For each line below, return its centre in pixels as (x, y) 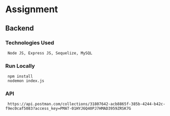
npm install (20, 77)
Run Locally (20, 66)
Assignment (32, 9)
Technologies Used (30, 43)
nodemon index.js (26, 81)
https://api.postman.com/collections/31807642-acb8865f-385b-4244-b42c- (87, 104)
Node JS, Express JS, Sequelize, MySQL (50, 53)
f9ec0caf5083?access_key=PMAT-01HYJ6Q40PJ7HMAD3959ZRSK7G (68, 109)
